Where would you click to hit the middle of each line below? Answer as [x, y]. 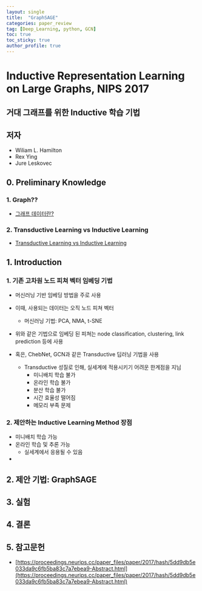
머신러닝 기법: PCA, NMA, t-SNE [63, 320]
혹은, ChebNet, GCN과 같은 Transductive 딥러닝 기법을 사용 [87, 354]
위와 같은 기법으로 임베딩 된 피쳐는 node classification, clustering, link [99, 334]
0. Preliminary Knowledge [56, 182]
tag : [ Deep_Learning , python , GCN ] [51, 29]
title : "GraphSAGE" [32, 18]
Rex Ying [26, 157]
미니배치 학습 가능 [36, 437]
